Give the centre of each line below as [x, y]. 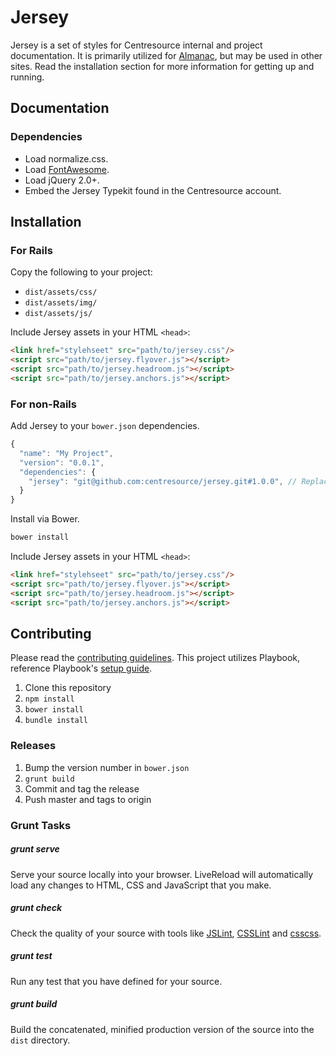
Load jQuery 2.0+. [62, 180]
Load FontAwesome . [67, 169]
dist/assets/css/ [61, 292]
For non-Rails [43, 404]
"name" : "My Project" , [66, 453]
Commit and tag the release [82, 788]
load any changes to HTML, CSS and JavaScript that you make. [141, 885]
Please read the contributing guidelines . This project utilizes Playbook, [155, 658]
